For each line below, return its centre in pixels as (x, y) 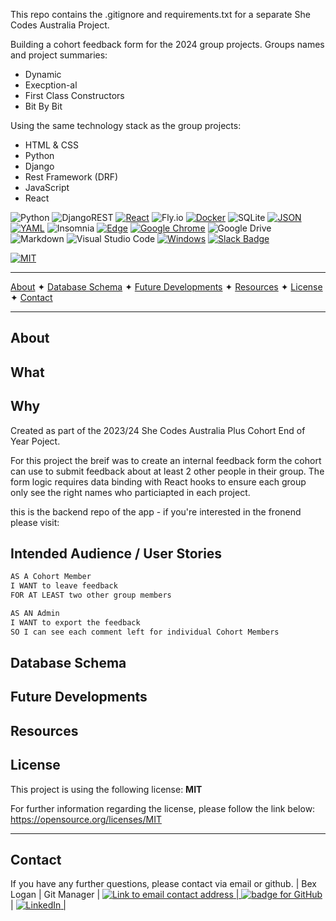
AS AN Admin (35, 614)
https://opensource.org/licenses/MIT (86, 819)
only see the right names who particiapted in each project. (130, 492)
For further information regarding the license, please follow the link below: (163, 808)
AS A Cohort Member (51, 577)
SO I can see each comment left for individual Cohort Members (145, 632)
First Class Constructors (74, 95)
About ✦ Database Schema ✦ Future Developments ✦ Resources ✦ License (166, 287)
